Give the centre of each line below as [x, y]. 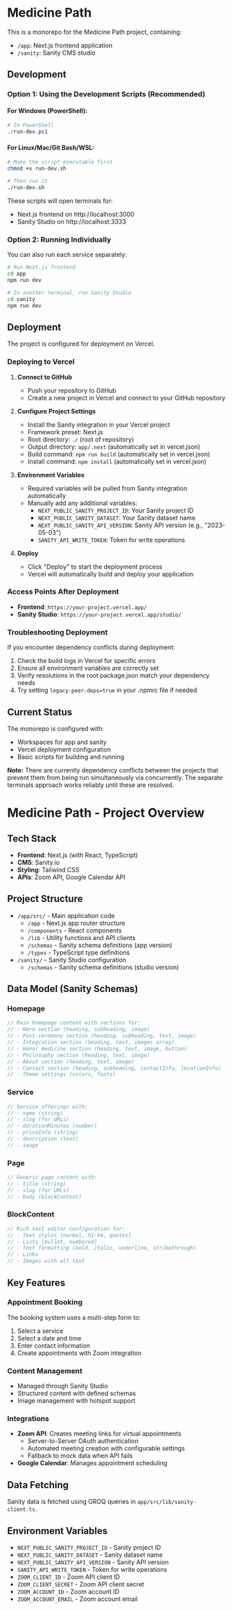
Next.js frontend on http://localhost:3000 [76, 214]
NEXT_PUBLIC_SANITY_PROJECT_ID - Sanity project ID [89, 1548]
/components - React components [75, 930]
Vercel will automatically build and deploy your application [110, 574]
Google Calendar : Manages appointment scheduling [92, 1463]
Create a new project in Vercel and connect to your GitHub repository [126, 398]
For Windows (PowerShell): [47, 110]
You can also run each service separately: [67, 255]
